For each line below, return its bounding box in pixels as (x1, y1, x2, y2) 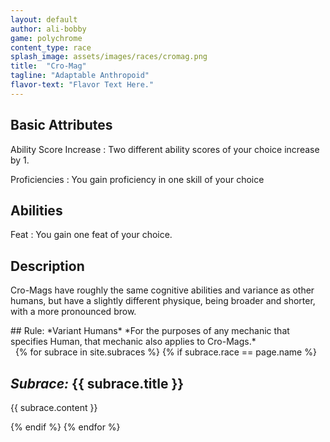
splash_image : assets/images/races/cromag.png (10, 52, 208, 62)
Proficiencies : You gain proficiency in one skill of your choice (10, 173, 265, 185)
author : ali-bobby (10, 24, 87, 34)
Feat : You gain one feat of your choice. (10, 229, 173, 241)
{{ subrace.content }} (10, 402, 98, 413)
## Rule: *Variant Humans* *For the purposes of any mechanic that (10, 325, 290, 337)
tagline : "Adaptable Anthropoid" (10, 71, 150, 81)
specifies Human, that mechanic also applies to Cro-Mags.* (10, 336, 257, 348)
